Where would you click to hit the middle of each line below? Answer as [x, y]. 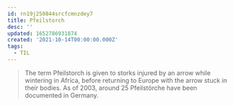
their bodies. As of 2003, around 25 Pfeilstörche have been [111, 88]
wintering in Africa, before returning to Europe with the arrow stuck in [126, 80]
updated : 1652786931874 [42, 33]
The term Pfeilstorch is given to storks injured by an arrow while [117, 73]
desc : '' [20, 27]
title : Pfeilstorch [36, 20]
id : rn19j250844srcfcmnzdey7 [50, 14]
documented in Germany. [62, 95]
